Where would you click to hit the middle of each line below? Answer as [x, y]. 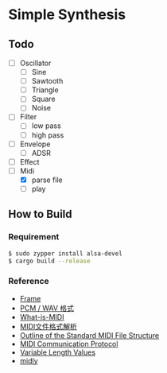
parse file [47, 180]
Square [43, 99]
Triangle [45, 90]
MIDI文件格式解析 [49, 326]
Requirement [34, 237]
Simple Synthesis [67, 15]
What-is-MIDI [42, 317]
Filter [28, 117]
